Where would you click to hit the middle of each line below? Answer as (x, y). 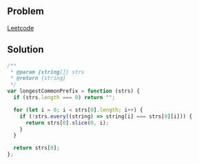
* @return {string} (38, 79)
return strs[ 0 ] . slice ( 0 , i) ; (67, 123)
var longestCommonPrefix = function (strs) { (73, 91)
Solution (25, 50)
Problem (26, 11)
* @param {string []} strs (47, 72)
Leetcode (21, 28)
